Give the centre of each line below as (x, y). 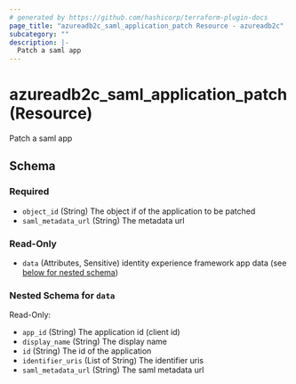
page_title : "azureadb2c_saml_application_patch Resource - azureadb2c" (147, 26)
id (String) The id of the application (87, 351)
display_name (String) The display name (94, 342)
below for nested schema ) (70, 273)
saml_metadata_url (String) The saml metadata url (113, 370)
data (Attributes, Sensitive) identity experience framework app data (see (154, 263)
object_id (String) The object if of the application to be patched (139, 211)
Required (29, 192)
